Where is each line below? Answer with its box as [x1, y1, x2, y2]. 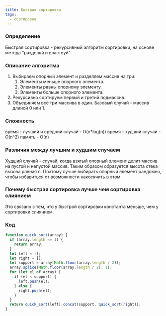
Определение [5, 33, 41, 40]
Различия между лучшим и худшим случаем [5, 146, 120, 153]
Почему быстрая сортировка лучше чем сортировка [5, 186, 141, 193]
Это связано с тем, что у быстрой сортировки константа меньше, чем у [5, 204, 159, 210]
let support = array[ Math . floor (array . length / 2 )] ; [9, 260, 121, 265]
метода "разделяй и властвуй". [5, 49, 72, 55]
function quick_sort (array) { [5, 232, 68, 238]
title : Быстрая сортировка [5, 7, 61, 12]
